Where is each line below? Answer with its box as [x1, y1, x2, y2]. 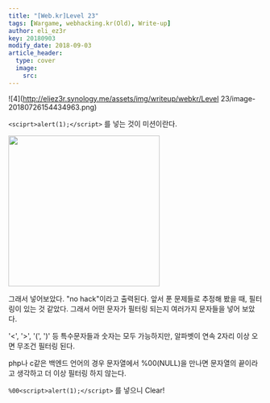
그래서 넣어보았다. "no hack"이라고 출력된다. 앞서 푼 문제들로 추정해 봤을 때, [8, 294, 247, 303]
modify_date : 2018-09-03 [8, 42, 92, 50]
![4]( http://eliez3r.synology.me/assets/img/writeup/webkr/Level [8, 93, 219, 103]
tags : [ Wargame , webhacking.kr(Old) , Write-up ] [8, 19, 172, 27]
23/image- [220, 93, 256, 103]
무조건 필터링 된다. [16, 341, 75, 351]
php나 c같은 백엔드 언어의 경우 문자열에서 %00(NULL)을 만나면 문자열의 [8, 358, 237, 368]
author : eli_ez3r [8, 27, 67, 35]
